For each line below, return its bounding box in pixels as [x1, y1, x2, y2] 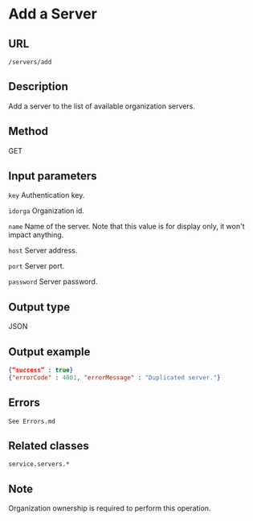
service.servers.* [8, 460, 70, 469]
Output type [8, 300, 71, 314]
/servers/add [8, 58, 52, 66]
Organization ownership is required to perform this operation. [8, 503, 211, 513]
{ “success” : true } [8, 367, 74, 375]
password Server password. [8, 277, 98, 286]
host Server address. [8, 246, 78, 256]
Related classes [8, 439, 90, 453]
